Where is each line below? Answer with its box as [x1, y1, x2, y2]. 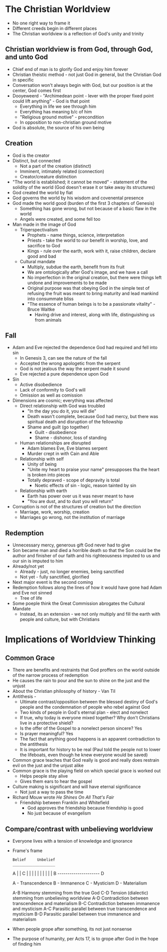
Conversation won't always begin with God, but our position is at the [12, 82, 153, 88]
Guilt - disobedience [34, 430, 77, 436]
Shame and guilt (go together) [27, 424, 89, 430]
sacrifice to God [27, 242, 61, 248]
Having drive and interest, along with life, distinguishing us [34, 311, 155, 318]
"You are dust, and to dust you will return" [27, 498, 114, 504]
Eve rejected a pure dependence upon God [19, 371, 109, 377]
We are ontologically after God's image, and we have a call [27, 269, 148, 275]
